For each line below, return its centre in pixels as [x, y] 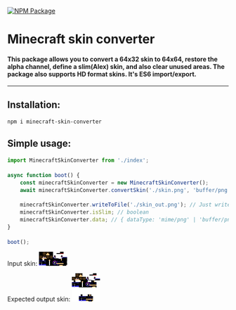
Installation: [34, 104]
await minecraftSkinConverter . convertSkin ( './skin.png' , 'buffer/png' [125, 190]
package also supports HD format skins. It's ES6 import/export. [102, 74]
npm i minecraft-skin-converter [54, 122]
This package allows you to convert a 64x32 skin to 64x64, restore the [112, 59]
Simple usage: [39, 143]
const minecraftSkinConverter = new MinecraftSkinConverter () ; [114, 183]
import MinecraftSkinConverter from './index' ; [78, 161]
